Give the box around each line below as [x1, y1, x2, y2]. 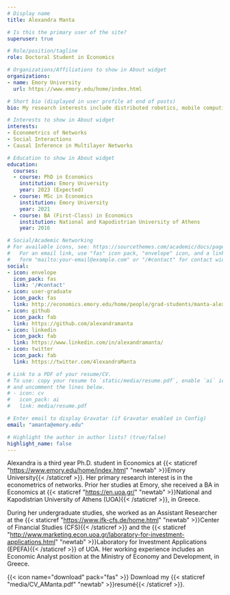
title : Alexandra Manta [7, 16, 75, 23]
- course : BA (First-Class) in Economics [13, 212, 133, 219]
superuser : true [7, 35, 53, 42]
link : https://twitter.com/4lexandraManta [13, 358, 136, 365]
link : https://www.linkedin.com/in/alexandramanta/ [13, 339, 164, 347]
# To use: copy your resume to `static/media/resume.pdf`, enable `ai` [7, 377, 216, 384]
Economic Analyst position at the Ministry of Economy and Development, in [7, 552, 220, 561]
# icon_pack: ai [7, 396, 60, 404]
